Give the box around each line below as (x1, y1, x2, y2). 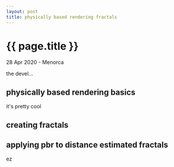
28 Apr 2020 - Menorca (6, 59, 64, 66)
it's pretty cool (6, 103, 41, 110)
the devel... (6, 70, 34, 77)
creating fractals (6, 120, 69, 130)
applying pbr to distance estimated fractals (6, 140, 168, 150)
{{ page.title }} (6, 39, 79, 53)
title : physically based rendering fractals (6, 14, 117, 20)
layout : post (6, 8, 38, 15)
